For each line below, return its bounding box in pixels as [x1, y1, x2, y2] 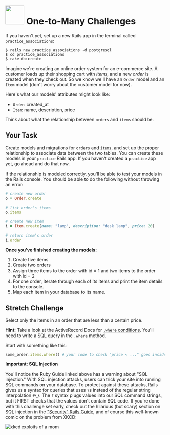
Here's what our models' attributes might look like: [5, 91, 110, 97]
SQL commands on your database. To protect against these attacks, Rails [5, 382, 158, 388]
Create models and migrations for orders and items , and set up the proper [5, 145, 159, 151]
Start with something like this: [5, 342, 67, 348]
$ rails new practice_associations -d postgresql [5, 47, 112, 53]
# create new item [5, 219, 44, 224]
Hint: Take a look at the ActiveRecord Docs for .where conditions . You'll [5, 327, 154, 333]
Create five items [12, 256, 49, 262]
